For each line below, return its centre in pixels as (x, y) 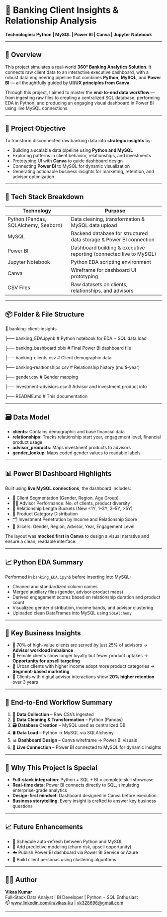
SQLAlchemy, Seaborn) (35, 225)
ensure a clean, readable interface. (41, 541)
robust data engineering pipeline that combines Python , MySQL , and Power (83, 77)
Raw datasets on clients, (99, 285)
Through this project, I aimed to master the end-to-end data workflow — (80, 92)
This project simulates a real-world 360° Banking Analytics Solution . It (78, 67)
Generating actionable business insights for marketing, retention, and (83, 171)
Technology (37, 211)
